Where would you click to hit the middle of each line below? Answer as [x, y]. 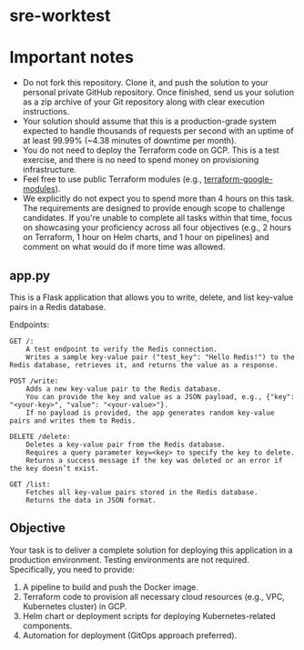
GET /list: [30, 484]
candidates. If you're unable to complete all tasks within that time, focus [157, 218]
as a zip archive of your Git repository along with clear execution [144, 102]
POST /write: [34, 381]
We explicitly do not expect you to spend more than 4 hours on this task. [158, 199]
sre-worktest [60, 16]
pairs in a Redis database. [58, 306]
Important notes [72, 58]
